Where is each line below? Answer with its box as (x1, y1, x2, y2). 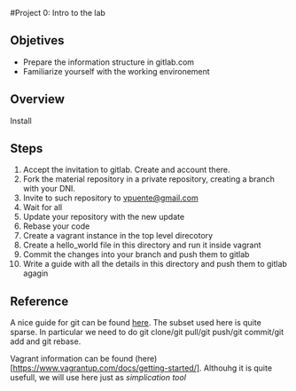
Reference (10, 293, 69, 309)
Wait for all (22, 202, 63, 213)
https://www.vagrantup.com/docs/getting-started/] (12, 363, 200, 373)
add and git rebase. (10, 336, 82, 347)
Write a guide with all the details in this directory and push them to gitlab (22, 259, 287, 270)
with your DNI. (22, 184, 76, 194)
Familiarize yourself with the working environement (22, 66, 211, 76)
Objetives (10, 33, 65, 48)
